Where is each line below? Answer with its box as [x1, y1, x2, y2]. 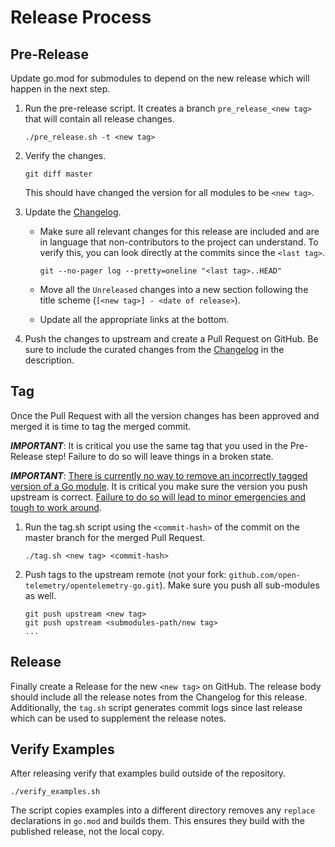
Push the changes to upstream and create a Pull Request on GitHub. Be [24, 333, 319, 345]
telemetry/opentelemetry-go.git [24, 581, 160, 591]
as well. [24, 589, 57, 601]
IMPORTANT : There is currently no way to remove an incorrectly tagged [10, 469, 308, 481]
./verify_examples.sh [10, 787, 101, 797]
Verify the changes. [24, 150, 107, 161]
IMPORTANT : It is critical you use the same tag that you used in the [10, 439, 288, 451]
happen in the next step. [10, 83, 111, 95]
